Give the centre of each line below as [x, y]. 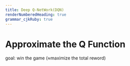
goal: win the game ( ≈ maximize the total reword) [55, 58]
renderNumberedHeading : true [36, 15]
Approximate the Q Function [66, 44]
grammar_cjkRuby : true [29, 19]
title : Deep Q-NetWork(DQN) [35, 10]
